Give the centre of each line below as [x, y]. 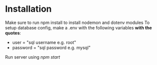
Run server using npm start [33, 57]
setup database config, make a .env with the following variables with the [78, 27]
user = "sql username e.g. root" [44, 42]
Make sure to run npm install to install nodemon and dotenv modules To [77, 22]
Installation [28, 9]
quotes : [13, 33]
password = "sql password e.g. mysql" [51, 47]
